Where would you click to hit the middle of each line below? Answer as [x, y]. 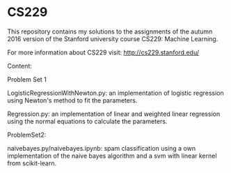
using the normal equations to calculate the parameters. [87, 121]
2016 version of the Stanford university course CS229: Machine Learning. [113, 38]
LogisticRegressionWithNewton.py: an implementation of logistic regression [115, 93]
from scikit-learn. [32, 163]
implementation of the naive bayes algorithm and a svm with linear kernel [112, 156]
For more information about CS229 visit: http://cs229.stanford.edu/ [103, 52]
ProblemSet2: [27, 135]
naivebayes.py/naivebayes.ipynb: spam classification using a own [102, 148]
